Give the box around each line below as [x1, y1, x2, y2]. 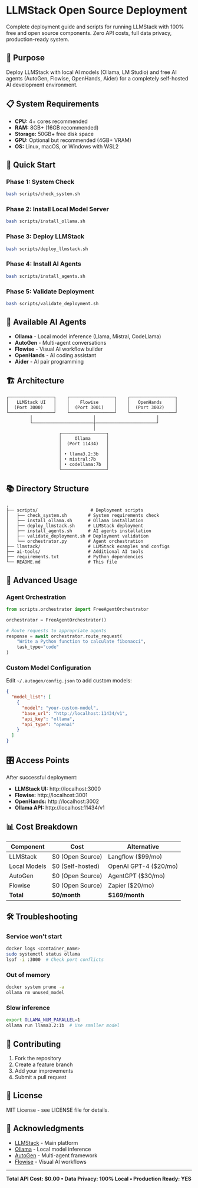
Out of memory [6, 970, 51, 979]
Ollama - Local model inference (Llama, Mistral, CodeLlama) [14, 332, 161, 340]
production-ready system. [6, 35, 70, 43]
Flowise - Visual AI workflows [14, 1158, 87, 1165]
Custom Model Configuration [6, 663, 91, 672]
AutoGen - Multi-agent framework [14, 1151, 98, 1159]
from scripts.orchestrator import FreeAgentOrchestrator [6, 606, 149, 612]
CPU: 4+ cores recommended [14, 118, 88, 125]
